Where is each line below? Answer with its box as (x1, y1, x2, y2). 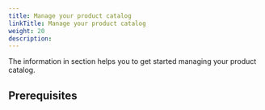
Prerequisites (8, 88, 78, 102)
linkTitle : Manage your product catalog (8, 19, 147, 27)
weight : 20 (8, 27, 45, 35)
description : (8, 34, 53, 43)
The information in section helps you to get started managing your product (8, 57, 257, 66)
